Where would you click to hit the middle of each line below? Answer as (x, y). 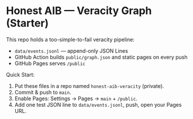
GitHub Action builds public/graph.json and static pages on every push (101, 57)
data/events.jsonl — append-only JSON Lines (71, 50)
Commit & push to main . (43, 92)
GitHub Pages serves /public (50, 63)
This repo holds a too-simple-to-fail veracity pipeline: (70, 39)
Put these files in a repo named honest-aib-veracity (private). (89, 86)
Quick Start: (20, 74)
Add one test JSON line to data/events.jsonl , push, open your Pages (98, 104)
